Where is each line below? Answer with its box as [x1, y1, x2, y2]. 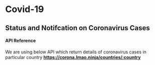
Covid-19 [5, 4, 44, 15]
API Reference [5, 38, 36, 44]
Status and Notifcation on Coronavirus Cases [5, 24, 150, 32]
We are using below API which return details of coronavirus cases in [5, 49, 147, 55]
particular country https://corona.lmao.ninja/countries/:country [5, 54, 141, 60]
